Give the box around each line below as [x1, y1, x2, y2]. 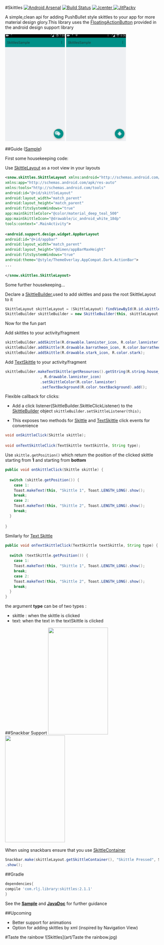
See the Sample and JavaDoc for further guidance [5, 901, 107, 906]
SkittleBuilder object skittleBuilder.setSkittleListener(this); [12, 408, 142, 414]
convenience [12, 423, 39, 429]
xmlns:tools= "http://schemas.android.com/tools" [5, 185, 106, 190]
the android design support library [5, 24, 74, 30]
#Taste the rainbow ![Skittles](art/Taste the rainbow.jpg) [5, 934, 118, 940]
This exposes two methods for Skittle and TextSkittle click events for [12, 418, 150, 424]
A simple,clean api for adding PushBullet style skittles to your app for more [5, 14, 155, 20]
